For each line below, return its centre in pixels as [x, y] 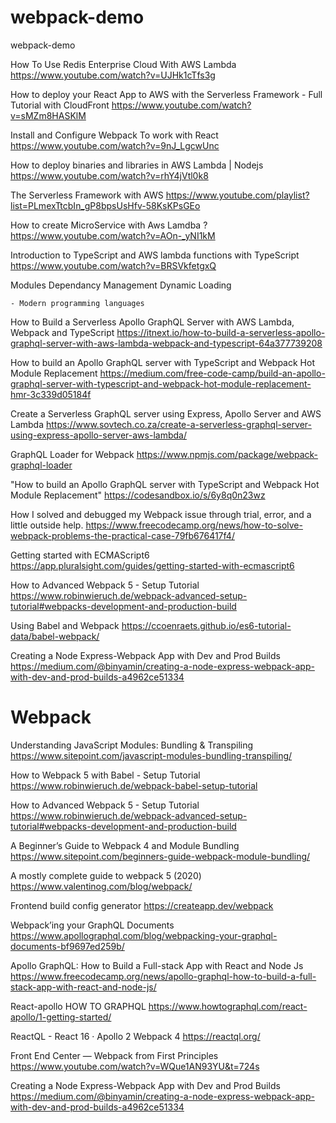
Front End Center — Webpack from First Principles [114, 1055]
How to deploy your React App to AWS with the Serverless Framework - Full [166, 94]
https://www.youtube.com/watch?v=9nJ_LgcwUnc [115, 145]
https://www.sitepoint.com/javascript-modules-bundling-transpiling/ [151, 755]
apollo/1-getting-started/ [61, 1017]
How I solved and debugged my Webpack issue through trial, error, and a [161, 514]
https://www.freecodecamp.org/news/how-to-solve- [194, 525]
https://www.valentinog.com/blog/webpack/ [101, 886]
